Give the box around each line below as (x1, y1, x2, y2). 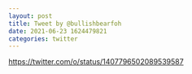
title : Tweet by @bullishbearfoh (8, 20, 122, 28)
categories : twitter (8, 34, 79, 43)
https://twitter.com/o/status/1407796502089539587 (8, 57, 185, 67)
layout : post (8, 11, 53, 20)
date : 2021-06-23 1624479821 (8, 27, 107, 35)
